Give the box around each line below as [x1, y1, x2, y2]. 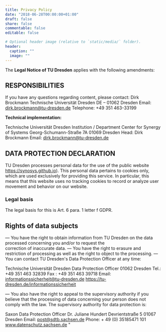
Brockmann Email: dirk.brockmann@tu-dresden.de [5, 135, 109, 141]
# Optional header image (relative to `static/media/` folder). [5, 39, 141, 45]
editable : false [5, 30, 39, 35]
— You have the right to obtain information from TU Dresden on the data [5, 235, 153, 241]
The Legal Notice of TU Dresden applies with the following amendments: [5, 67, 155, 73]
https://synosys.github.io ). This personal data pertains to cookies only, [5, 167, 150, 174]
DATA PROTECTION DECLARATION [5, 149, 115, 158]
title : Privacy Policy [5, 7, 52, 12]
